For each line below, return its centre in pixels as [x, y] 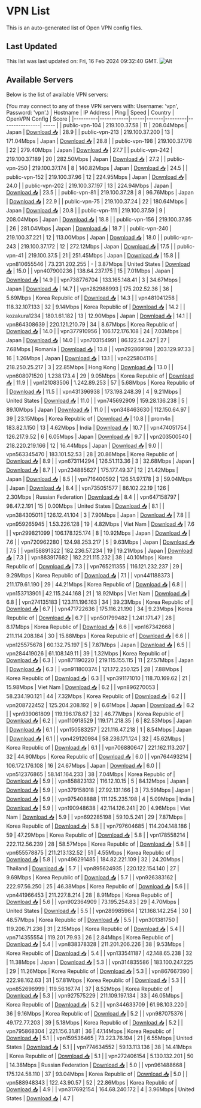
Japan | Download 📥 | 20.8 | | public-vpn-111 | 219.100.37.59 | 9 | [86, 210]
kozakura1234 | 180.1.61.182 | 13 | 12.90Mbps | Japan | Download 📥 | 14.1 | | [99, 316]
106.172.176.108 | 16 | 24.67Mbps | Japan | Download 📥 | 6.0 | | [83, 765]
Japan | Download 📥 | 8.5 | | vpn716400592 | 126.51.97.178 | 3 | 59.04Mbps [99, 479]
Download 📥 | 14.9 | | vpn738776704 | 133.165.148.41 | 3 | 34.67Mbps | [94, 280]
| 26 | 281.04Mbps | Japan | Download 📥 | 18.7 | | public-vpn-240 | [89, 228]
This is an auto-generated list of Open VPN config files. [74, 28]
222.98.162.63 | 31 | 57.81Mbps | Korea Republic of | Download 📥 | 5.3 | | [96, 980]
